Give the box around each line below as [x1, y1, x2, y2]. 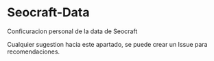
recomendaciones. [7, 47, 60, 56]
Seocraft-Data [7, 5, 90, 20]
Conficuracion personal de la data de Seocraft [7, 27, 138, 35]
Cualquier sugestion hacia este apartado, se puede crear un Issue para [7, 40, 208, 48]
